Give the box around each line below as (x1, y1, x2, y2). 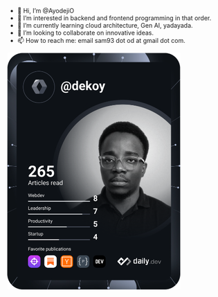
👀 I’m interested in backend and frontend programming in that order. (17, 14, 212, 22)
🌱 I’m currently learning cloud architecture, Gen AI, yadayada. (17, 21, 193, 29)
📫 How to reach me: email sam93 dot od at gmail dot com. (17, 37, 185, 44)
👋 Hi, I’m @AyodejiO (17, 7, 75, 15)
